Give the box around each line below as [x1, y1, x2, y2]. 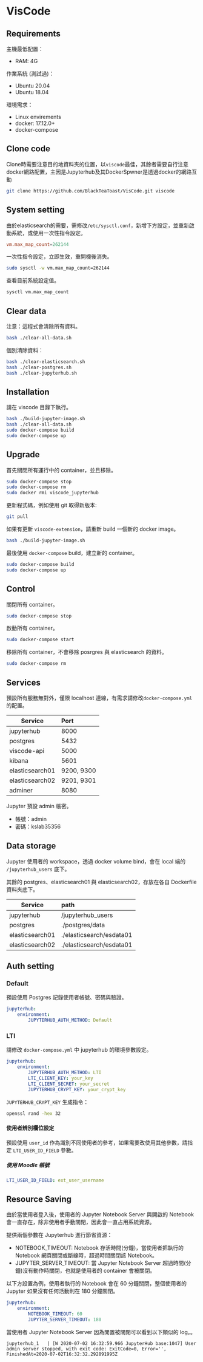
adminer [9, 786, 33, 794]
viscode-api [9, 746, 45, 755]
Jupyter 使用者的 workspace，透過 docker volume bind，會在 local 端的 [6, 857, 186, 865]
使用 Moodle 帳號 [6, 1162, 50, 1169]
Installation [6, 387, 50, 397]
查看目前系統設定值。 [6, 277, 59, 284]
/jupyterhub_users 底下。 [6, 865, 70, 873]
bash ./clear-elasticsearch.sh [6, 358, 85, 365]
